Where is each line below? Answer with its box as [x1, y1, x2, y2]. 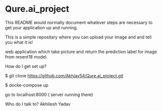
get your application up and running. [5, 24, 78, 30]
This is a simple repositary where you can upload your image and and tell [5, 34, 152, 40]
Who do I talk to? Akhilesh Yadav [5, 101, 71, 107]
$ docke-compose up [5, 82, 49, 88]
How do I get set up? [5, 63, 47, 69]
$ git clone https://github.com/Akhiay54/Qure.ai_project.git [5, 73, 124, 78]
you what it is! [5, 39, 33, 45]
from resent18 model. [5, 54, 48, 59]
